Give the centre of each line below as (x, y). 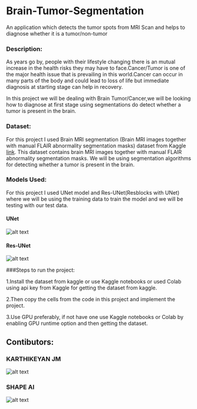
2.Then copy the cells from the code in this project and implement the (91, 299)
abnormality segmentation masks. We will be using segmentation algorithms (99, 158)
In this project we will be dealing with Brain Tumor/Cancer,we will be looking (98, 98)
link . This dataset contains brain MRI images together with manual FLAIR (94, 152)
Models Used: (27, 180)
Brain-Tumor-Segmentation (75, 11)
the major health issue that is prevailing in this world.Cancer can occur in (94, 75)
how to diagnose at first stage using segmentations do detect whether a (93, 105)
